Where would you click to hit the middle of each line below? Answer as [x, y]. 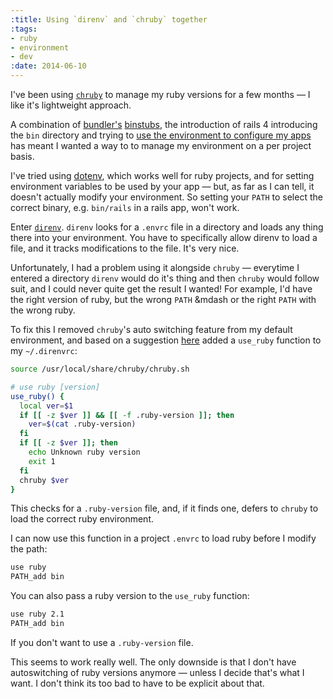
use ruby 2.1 [37, 614]
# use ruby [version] [55, 387]
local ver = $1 [46, 406]
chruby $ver [44, 480]
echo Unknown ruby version [84, 452]
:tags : [24, 29]
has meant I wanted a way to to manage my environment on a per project [161, 145]
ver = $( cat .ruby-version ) [82, 424]
